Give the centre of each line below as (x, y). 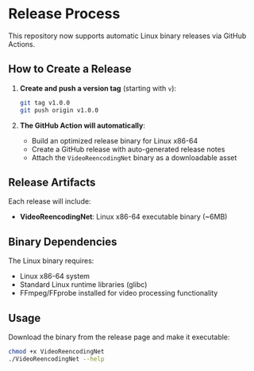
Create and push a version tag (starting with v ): (98, 88)
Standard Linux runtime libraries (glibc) (83, 285)
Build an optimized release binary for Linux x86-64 (115, 140)
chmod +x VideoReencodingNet (56, 351)
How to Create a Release (70, 69)
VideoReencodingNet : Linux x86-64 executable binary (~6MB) (123, 217)
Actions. (22, 44)
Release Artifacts (52, 182)
